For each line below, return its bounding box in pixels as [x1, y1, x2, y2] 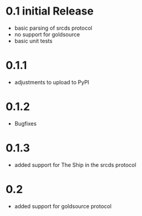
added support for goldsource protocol [14, 202, 112, 210]
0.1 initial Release [5, 4, 94, 18]
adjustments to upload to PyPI [14, 78, 89, 86]
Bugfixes [14, 120, 37, 127]
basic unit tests [14, 37, 53, 44]
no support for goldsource [14, 30, 80, 38]
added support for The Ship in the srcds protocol [14, 161, 137, 168]
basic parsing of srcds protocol [14, 24, 92, 32]
